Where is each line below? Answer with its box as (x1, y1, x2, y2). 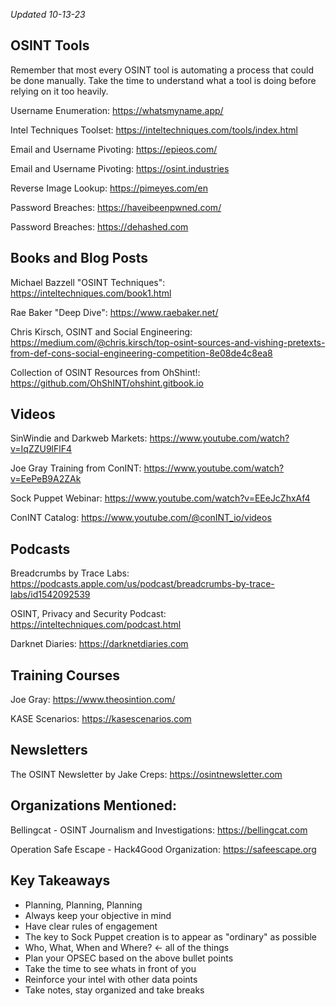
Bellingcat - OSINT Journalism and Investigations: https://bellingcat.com (10, 824, 308, 836)
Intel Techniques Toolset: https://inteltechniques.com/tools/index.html (10, 124, 298, 136)
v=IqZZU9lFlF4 (10, 443, 72, 455)
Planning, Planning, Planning (24, 899, 143, 911)
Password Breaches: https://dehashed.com (10, 220, 189, 233)
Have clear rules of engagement (24, 920, 158, 932)
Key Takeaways (10, 872, 111, 889)
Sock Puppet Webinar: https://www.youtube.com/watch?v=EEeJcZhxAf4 (10, 492, 311, 504)
